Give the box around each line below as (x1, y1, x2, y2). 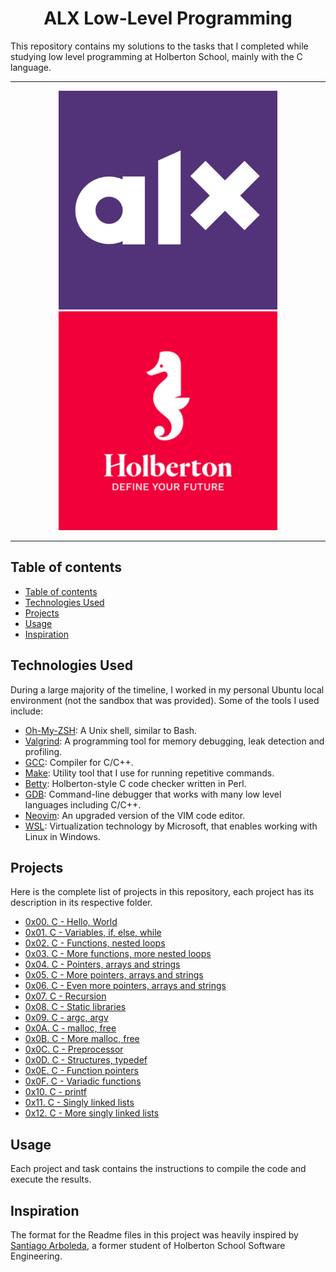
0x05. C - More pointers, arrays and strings (24, 969, 204, 981)
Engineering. (10, 1250, 63, 1262)
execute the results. (10, 1173, 92, 1186)
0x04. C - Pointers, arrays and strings (24, 958, 181, 971)
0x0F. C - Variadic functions (24, 1075, 142, 1087)
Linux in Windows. (24, 830, 101, 842)
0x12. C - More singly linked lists (24, 1107, 160, 1119)
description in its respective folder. (10, 897, 153, 909)
